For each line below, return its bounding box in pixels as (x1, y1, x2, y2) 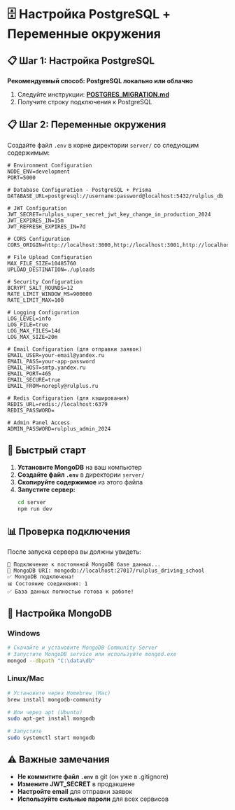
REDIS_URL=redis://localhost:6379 (7, 400, 108, 407)
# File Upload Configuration (7, 253, 92, 260)
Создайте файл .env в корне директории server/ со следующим (7, 141, 199, 149)
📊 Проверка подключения (7, 525, 131, 537)
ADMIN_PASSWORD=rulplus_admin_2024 (7, 425, 111, 432)
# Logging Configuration (7, 309, 80, 316)
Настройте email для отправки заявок (17, 787, 133, 795)
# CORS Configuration (7, 235, 71, 242)
